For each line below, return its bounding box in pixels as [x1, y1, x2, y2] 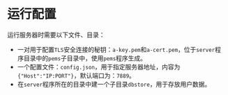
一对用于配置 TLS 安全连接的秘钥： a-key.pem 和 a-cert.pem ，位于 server [17, 45, 215, 53]
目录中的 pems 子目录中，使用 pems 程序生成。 [23, 53, 147, 62]
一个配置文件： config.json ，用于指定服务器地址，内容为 [17, 62, 181, 71]
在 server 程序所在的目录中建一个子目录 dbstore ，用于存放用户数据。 [17, 80, 211, 88]
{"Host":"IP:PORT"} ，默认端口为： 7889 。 [17, 71, 136, 80]
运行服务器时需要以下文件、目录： [7, 31, 105, 39]
